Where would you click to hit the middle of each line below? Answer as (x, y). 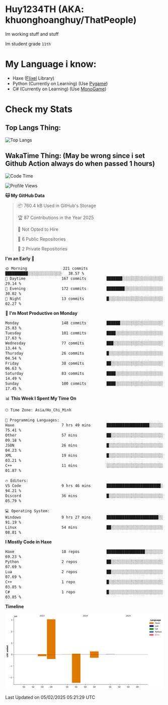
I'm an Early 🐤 (20, 258)
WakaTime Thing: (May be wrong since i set (75, 156)
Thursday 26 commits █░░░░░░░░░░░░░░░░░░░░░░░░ (84, 353)
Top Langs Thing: (33, 128)
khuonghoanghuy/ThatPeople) (71, 20)
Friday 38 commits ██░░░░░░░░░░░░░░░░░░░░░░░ (84, 363)
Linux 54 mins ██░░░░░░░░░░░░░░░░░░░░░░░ (84, 527)
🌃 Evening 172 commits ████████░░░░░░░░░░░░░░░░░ (84, 289)
